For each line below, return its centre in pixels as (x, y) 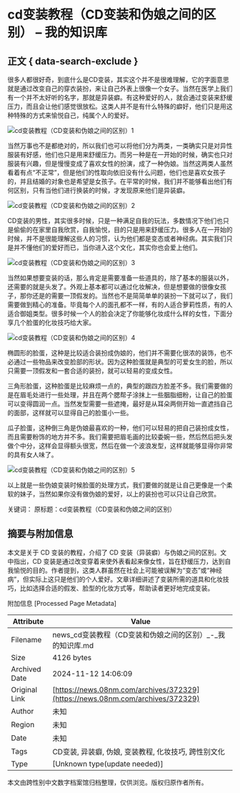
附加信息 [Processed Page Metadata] (62, 603)
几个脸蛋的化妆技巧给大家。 (54, 323)
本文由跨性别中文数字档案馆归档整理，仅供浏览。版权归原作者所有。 (107, 782)
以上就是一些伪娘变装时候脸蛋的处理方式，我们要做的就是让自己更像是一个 (117, 485)
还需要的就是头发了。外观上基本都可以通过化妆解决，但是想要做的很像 (111, 287)
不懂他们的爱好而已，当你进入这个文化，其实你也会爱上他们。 (110, 248)
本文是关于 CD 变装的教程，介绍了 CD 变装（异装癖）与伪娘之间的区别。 (114, 552)
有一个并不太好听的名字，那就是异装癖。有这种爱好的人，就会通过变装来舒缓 (120, 98)
